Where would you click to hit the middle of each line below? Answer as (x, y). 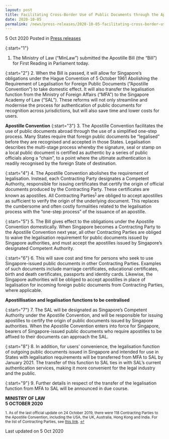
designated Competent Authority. (40, 248)
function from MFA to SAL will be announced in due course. (67, 388)
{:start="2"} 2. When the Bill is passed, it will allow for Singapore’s (73, 73)
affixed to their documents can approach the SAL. (57, 336)
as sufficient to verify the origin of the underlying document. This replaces (82, 201)
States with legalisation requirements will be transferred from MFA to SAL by (84, 357)
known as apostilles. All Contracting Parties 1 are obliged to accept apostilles (84, 195)
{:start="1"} (17, 48)
